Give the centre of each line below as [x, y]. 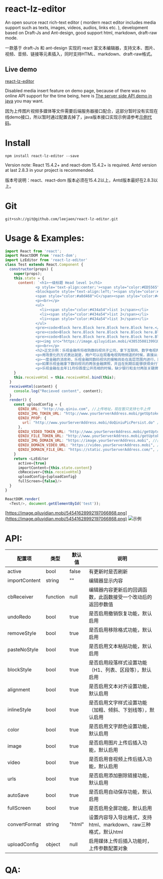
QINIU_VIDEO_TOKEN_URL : [42, 431]
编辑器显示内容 [106, 580]
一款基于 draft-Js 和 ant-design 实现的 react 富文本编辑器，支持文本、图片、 [81, 48]
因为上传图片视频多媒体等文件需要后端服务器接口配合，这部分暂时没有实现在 [81, 111]
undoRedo [19, 616]
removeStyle [22, 633]
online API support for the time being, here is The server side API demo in [79, 96]
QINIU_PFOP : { [32, 418]
